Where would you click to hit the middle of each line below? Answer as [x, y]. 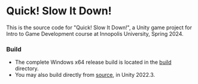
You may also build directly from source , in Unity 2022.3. [85, 75]
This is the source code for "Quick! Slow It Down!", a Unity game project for [99, 27]
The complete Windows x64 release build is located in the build [93, 62]
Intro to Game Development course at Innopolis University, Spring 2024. [95, 33]
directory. [27, 69]
